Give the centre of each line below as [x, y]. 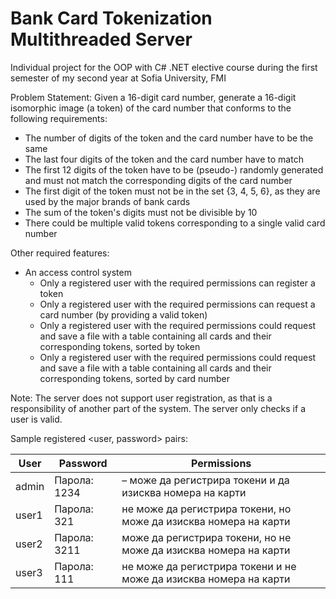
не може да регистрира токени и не [209, 566]
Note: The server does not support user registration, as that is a [141, 398]
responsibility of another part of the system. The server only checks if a [158, 408]
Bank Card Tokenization [111, 18]
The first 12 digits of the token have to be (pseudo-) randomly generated [174, 169]
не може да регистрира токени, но [206, 509]
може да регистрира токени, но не [206, 537]
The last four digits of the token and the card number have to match [164, 159]
